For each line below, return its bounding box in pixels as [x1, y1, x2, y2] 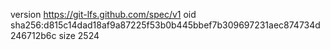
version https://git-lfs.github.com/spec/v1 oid [10, 9, 197, 20]
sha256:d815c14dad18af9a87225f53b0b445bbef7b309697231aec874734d [10, 19, 321, 31]
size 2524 [58, 30, 100, 41]
